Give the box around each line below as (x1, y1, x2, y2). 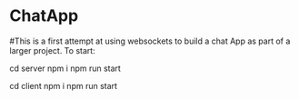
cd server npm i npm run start (9, 63, 121, 74)
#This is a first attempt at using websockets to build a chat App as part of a (9, 35, 291, 46)
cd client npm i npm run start (9, 80, 118, 91)
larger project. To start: (9, 45, 95, 55)
